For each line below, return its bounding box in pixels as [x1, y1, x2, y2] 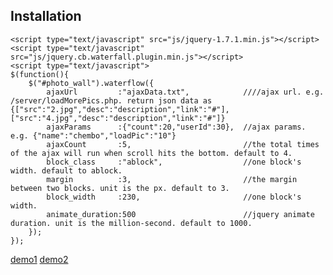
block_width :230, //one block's [46, 192, 302, 202]
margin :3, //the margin [46, 174, 298, 184]
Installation [10, 8, 82, 25]
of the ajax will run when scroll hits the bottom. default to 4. [10, 148, 293, 158]
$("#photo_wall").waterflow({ [28, 78, 155, 88]
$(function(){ [10, 69, 70, 79]
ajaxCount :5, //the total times [46, 139, 320, 149]
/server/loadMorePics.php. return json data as [10, 95, 213, 106]
